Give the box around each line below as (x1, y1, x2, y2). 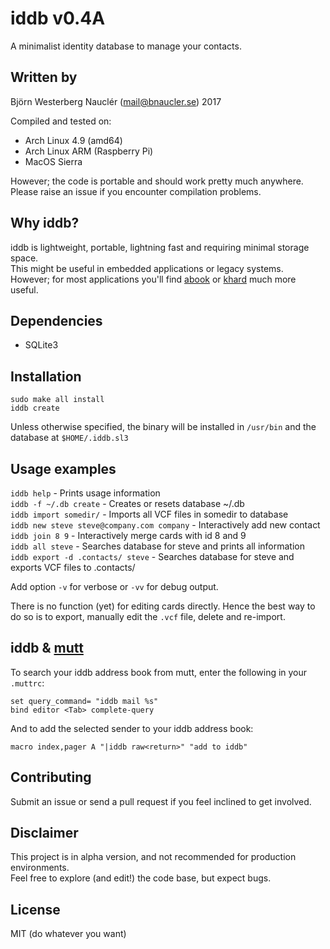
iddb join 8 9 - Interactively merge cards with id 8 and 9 (10, 530, 247, 541)
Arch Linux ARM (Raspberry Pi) (24, 145, 154, 157)
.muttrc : (10, 677, 45, 689)
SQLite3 (24, 339, 59, 351)
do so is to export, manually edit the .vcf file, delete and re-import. (10, 611, 286, 622)
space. (10, 252, 39, 264)
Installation (10, 368, 82, 385)
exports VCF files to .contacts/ (10, 562, 136, 573)
